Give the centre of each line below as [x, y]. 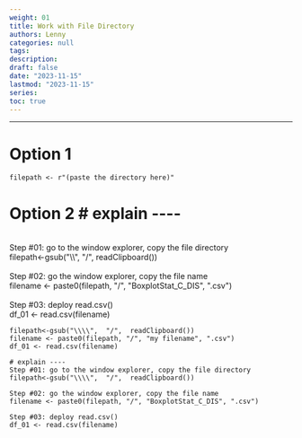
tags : [19, 51]
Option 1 [40, 154]
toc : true [28, 101]
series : [24, 92]
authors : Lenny [38, 34]
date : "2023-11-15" [46, 76]
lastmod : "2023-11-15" [52, 84]
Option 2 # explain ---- [95, 213]
